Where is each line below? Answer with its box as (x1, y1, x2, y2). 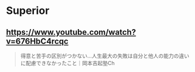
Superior (6, 4, 50, 17)
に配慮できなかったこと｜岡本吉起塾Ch (20, 60, 115, 66)
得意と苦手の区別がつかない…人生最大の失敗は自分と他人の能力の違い (20, 52, 189, 59)
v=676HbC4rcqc (6, 36, 69, 46)
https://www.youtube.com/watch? (6, 27, 136, 37)
